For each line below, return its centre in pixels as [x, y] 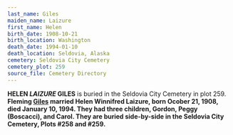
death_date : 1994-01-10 [43, 47]
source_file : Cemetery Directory [57, 73]
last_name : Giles [33, 14]
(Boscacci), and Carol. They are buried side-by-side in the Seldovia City [116, 116]
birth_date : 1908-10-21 [43, 34]
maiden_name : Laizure [40, 21]
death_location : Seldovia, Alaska [59, 54]
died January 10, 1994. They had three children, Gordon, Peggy [103, 109]
